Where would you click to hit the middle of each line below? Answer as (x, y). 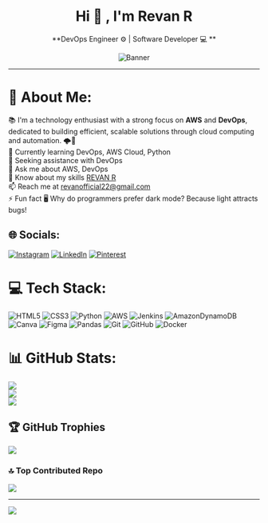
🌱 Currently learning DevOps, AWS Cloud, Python (90, 152)
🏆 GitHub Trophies (57, 427)
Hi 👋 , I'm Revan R (134, 16)
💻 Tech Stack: (57, 288)
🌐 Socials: (34, 235)
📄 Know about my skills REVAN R (62, 177)
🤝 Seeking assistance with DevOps (65, 160)
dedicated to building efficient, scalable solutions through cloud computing (132, 131)
